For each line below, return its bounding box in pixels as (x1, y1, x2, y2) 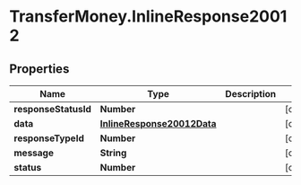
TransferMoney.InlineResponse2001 (9, 6, 288, 27)
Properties (9, 61, 70, 76)
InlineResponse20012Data (99, 118, 217, 129)
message (13, 146, 54, 159)
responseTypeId (13, 132, 85, 145)
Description (225, 88, 277, 100)
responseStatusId (13, 103, 92, 115)
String (99, 146, 127, 159)
